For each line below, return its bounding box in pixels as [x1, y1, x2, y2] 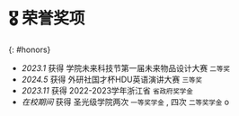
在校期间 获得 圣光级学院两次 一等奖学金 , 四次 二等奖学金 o [21, 96, 230, 107]
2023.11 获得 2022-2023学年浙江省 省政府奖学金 [21, 85, 194, 95]
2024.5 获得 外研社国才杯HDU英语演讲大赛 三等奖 [21, 74, 203, 85]
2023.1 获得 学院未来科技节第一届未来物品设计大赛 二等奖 [21, 62, 231, 73]
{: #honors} [8, 44, 51, 55]
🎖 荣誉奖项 [8, 8, 85, 29]
